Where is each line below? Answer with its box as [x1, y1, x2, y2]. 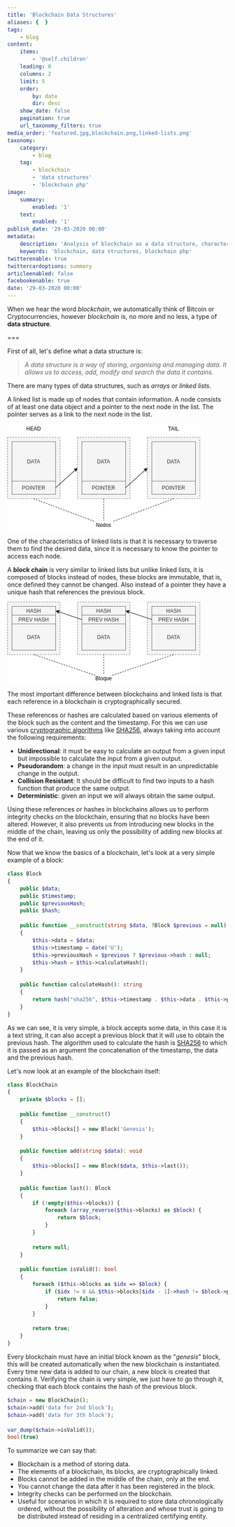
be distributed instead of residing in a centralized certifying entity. [17, 1512, 208, 1521]
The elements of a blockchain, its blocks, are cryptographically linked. [17, 1467, 220, 1476]
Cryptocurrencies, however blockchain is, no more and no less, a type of [7, 313, 218, 320]
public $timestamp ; [20, 892, 77, 900]
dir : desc [32, 100, 61, 107]
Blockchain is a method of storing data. [17, 1460, 131, 1468]
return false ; [57, 1295, 99, 1303]
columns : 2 [20, 70, 52, 77]
